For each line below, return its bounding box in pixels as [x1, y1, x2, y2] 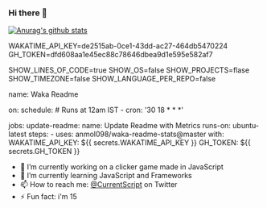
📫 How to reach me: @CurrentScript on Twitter [19, 180, 178, 189]
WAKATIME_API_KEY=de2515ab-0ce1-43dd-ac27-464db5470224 [8, 41, 228, 51]
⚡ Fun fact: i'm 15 [19, 192, 78, 202]
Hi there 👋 [8, 7, 48, 19]
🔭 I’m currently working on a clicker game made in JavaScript [19, 162, 224, 172]
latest [8, 129, 27, 139]
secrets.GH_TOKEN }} [8, 147, 80, 156]
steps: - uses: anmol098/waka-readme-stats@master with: [27, 129, 224, 139]
